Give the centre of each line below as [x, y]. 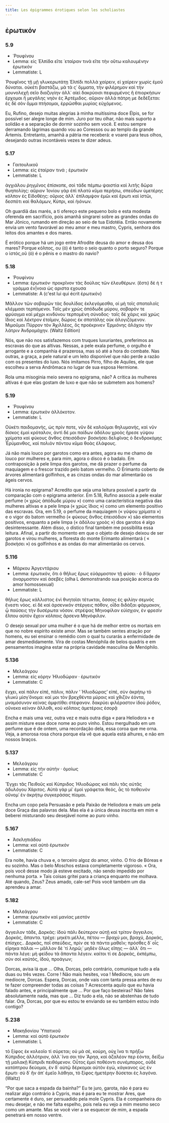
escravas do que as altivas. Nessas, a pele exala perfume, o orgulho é [78, 345]
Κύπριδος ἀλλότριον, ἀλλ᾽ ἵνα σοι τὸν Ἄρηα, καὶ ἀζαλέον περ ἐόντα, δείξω [85, 1057]
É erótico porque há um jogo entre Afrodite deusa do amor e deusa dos [79, 242]
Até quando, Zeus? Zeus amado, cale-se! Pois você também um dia [75, 882]
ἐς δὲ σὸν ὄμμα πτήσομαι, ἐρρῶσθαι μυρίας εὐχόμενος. [64, 103]
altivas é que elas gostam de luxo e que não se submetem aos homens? [80, 382]
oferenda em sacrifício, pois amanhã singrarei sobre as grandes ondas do [82, 217]
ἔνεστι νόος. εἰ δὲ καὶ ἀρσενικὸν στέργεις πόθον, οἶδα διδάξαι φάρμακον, [83, 605]
